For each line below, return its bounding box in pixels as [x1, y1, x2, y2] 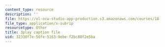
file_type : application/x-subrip [5, 21, 74, 26]
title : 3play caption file [5, 30, 60, 35]
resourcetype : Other [5, 25, 48, 30]
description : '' [5, 12, 38, 17]
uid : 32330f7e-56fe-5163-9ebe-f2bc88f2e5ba [5, 35, 96, 40]
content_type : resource [5, 7, 54, 12]
